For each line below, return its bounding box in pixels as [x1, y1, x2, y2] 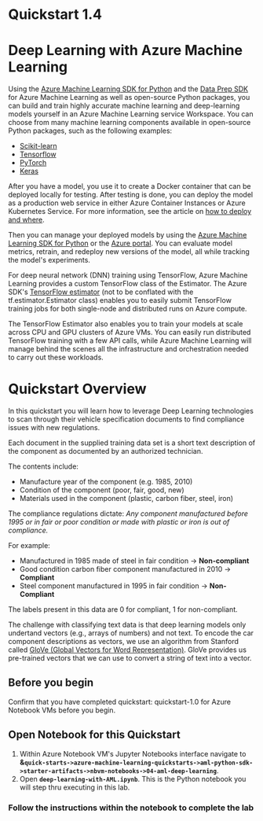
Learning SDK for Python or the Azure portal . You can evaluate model [8, 238, 233, 249]
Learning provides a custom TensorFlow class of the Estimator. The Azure [8, 279, 247, 289]
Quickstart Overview [8, 380, 147, 398]
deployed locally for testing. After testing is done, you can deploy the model [8, 190, 254, 200]
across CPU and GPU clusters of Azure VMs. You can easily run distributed [8, 328, 251, 337]
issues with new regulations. [8, 423, 100, 433]
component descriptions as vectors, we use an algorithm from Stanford [8, 637, 239, 646]
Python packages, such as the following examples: [8, 126, 173, 135]
